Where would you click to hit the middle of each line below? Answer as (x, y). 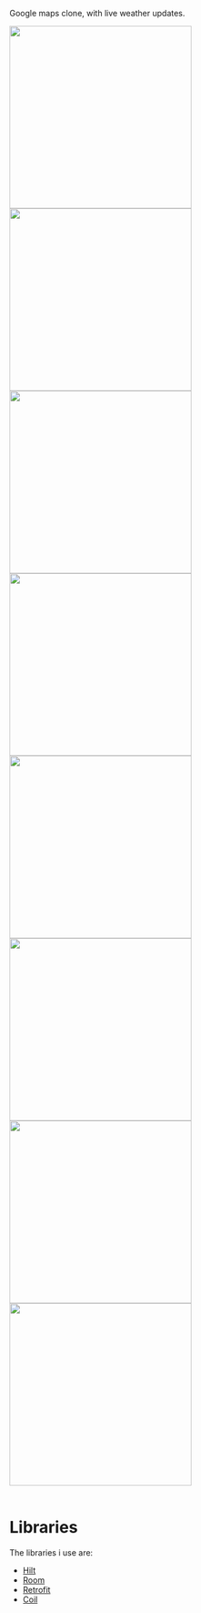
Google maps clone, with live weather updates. (97, 13)
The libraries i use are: (51, 1552)
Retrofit (36, 1589)
